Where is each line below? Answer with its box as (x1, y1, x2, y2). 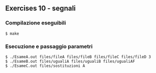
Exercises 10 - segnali (5, 4, 76, 13)
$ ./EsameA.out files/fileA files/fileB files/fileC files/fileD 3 (5, 54, 151, 59)
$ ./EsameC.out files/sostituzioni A (5, 63, 85, 68)
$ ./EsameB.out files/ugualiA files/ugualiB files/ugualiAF (5, 59, 136, 64)
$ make (5, 31, 19, 36)
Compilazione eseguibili (5, 19, 66, 27)
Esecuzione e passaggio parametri (5, 43, 93, 50)
